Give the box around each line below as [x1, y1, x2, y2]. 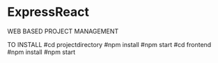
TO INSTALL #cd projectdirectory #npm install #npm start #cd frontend [7, 40, 212, 48]
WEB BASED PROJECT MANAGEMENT [7, 27, 119, 35]
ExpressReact [7, 4, 89, 20]
